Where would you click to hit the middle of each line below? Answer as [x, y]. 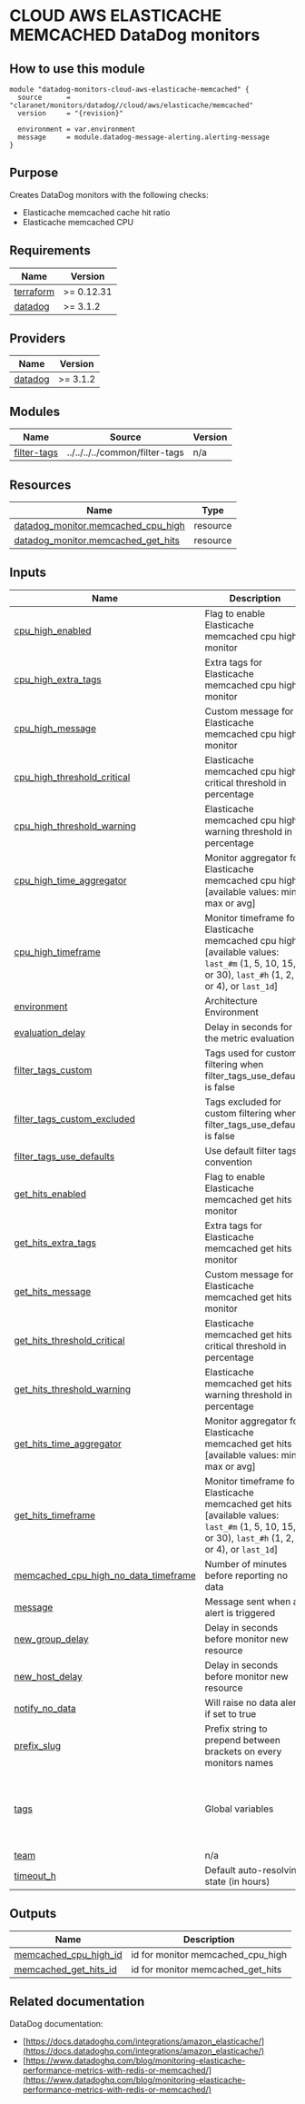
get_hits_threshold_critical [69, 1340]
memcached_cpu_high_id [68, 1954]
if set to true [231, 1713]
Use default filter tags [251, 1150]
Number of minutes [246, 1563]
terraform [34, 292]
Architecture [231, 1000]
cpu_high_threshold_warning [75, 826]
